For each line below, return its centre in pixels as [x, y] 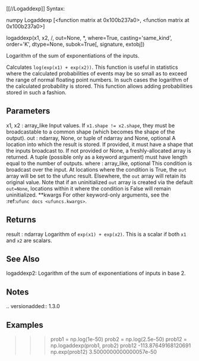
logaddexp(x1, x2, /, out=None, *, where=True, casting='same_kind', [89, 38]
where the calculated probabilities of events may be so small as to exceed [97, 73]
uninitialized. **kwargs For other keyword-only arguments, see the [88, 195]
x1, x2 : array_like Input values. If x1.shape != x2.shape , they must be [91, 125]
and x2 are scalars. [29, 240]
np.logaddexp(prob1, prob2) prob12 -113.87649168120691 [121, 346]
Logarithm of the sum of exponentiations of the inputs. [73, 56]
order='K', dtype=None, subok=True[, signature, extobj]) [75, 44]
